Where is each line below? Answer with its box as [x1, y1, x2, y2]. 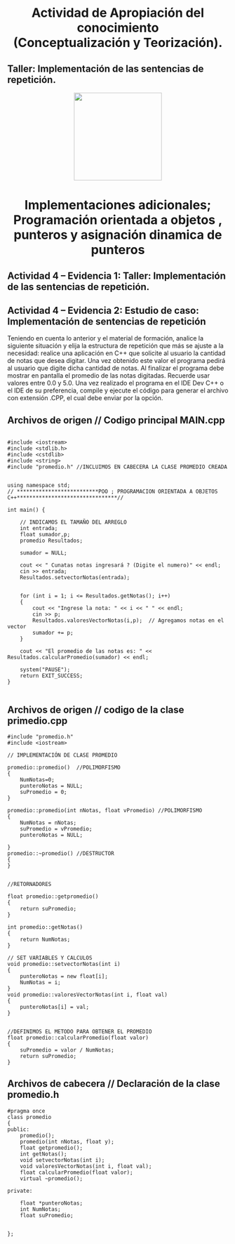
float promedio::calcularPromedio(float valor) [7, 1034, 149, 1042]
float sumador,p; [20, 531, 71, 538]
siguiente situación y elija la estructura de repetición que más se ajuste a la [7, 342, 224, 350]
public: [7, 1125, 30, 1133]
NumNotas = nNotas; [20, 819, 77, 826]
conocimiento [76, 20, 159, 36]
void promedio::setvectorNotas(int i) [7, 960, 121, 968]
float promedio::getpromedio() [7, 893, 99, 900]
